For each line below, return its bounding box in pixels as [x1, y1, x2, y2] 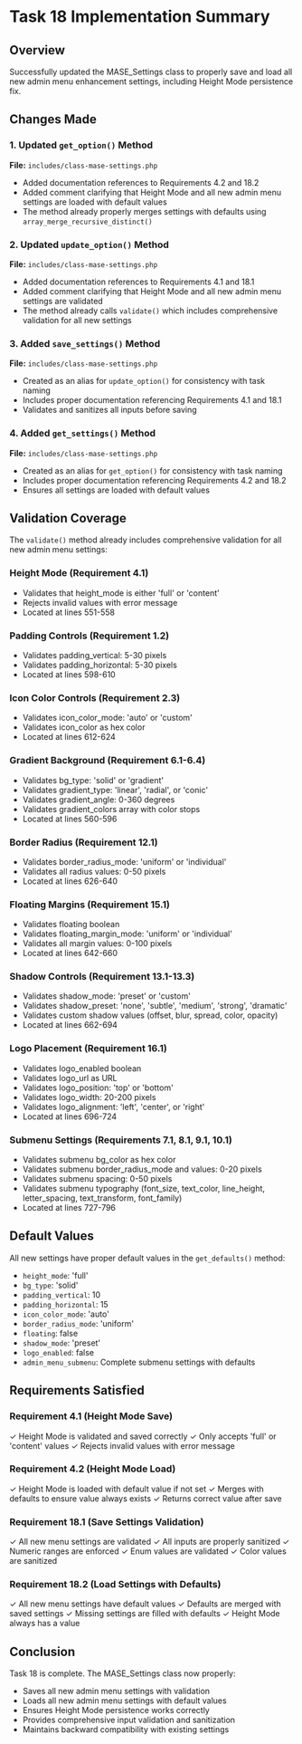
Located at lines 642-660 [22, 948, 118, 959]
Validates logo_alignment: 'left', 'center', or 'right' [22, 1101, 205, 1112]
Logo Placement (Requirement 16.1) [9, 1042, 167, 1055]
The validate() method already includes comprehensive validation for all [9, 534, 282, 545]
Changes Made [9, 111, 97, 128]
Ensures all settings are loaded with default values [22, 484, 211, 495]
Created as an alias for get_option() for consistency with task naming [22, 465, 283, 476]
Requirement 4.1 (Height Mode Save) [9, 1410, 174, 1423]
